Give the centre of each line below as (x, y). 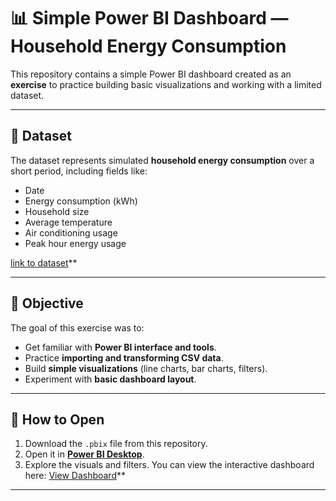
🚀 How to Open (57, 419)
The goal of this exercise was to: (77, 327)
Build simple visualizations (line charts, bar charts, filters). (146, 368)
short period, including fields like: (79, 171)
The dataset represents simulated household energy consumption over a (162, 160)
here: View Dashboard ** (75, 476)
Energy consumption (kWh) (81, 201)
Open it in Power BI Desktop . (84, 454)
